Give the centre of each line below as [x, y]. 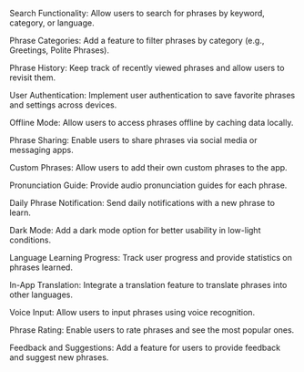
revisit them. [33, 77]
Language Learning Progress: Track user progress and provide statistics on [151, 258]
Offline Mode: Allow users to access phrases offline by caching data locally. [152, 123]
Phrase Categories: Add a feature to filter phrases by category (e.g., [137, 41]
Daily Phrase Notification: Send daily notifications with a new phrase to [142, 203]
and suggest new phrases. [59, 357]
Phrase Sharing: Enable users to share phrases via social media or [133, 140]
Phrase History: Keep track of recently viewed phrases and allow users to [147, 68]
